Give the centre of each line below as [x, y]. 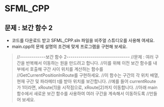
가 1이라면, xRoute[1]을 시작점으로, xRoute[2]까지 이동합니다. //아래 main [87, 87]
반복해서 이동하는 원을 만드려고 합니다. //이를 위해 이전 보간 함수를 [89, 63]
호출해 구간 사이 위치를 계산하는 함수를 [67, 69]
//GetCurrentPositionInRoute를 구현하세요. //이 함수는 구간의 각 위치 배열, [88, 75]
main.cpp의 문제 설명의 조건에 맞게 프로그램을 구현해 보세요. [69, 46]
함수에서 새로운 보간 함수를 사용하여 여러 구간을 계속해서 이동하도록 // [83, 94]
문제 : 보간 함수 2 [29, 28]
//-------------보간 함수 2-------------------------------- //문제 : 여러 [85, 57]
